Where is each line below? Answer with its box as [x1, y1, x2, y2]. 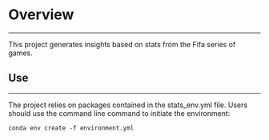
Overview [8, 6, 74, 24]
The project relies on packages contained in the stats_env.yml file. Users [8, 100, 248, 110]
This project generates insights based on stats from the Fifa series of [8, 39, 236, 49]
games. [8, 48, 34, 58]
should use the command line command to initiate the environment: [8, 108, 231, 118]
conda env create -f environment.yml [8, 124, 134, 132]
